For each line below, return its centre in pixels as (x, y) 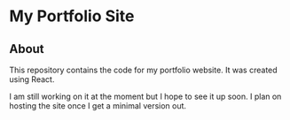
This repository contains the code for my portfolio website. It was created (143, 70)
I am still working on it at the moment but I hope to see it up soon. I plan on (145, 96)
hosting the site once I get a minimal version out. (98, 106)
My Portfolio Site (72, 16)
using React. (32, 79)
